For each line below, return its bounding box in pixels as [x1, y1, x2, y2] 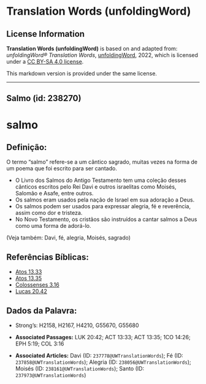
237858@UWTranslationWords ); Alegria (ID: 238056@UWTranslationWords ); [15, 358, 191, 366]
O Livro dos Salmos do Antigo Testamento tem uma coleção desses [15, 176, 187, 184]
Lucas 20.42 [15, 288, 47, 295]
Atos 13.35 [15, 274, 42, 282]
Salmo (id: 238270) [6, 93, 82, 104]
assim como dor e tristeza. [15, 209, 83, 217]
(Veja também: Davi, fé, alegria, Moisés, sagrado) [6, 234, 131, 241]
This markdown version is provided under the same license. [6, 70, 158, 77]
